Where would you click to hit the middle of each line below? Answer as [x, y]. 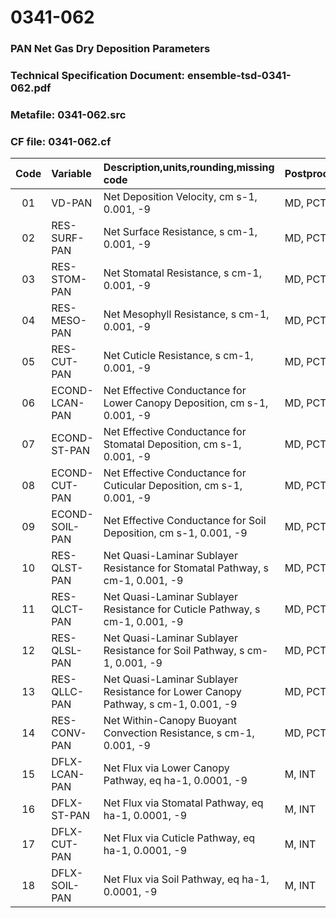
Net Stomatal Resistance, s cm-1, [183, 273]
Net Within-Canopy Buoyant [170, 721]
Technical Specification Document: [98, 76]
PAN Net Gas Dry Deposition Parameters [110, 49]
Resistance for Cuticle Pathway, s [182, 609]
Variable [71, 174]
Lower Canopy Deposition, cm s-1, [186, 403]
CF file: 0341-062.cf [61, 141]
